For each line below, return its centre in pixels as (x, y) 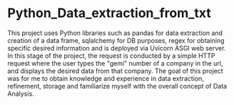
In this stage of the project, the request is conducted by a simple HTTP (111, 56)
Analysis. (21, 94)
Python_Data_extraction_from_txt (110, 13)
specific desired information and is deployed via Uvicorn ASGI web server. (117, 48)
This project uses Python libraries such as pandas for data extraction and (115, 33)
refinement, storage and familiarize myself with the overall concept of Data (117, 86)
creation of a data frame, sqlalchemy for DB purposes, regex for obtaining (116, 40)
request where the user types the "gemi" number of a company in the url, (115, 63)
